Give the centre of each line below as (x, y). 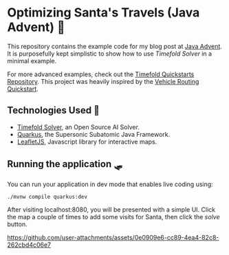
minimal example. (32, 60)
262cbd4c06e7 (29, 245)
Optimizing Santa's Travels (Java (103, 13)
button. (17, 224)
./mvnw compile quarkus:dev (47, 197)
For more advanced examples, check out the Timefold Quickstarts (101, 74)
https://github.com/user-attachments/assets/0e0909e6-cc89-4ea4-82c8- (113, 237)
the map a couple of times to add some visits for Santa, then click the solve (113, 217)
